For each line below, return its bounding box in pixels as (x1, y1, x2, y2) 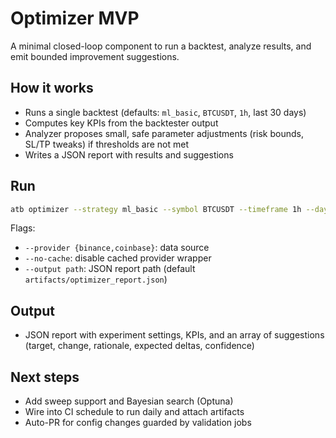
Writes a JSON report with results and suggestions (24, 148, 234, 161)
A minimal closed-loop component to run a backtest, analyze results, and (10, 40, 312, 52)
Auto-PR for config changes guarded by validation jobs (24, 417, 252, 429)
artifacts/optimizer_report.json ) (24, 273, 168, 286)
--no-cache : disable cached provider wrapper (24, 252, 212, 264)
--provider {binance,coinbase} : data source (24, 242, 210, 254)
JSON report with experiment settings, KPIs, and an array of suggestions (24, 329, 325, 341)
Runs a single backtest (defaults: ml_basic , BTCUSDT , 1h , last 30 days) (24, 106, 307, 118)
